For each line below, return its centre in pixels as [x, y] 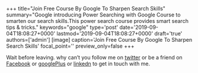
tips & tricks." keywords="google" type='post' [62, 27]
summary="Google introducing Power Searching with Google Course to [93, 15]
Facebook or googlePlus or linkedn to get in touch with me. [78, 64]
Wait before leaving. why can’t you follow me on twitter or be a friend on [94, 57]
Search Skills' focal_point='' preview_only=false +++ [70, 46]
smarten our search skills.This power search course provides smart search [97, 21]
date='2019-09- [139, 27]
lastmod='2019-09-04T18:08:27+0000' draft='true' [119, 34]
